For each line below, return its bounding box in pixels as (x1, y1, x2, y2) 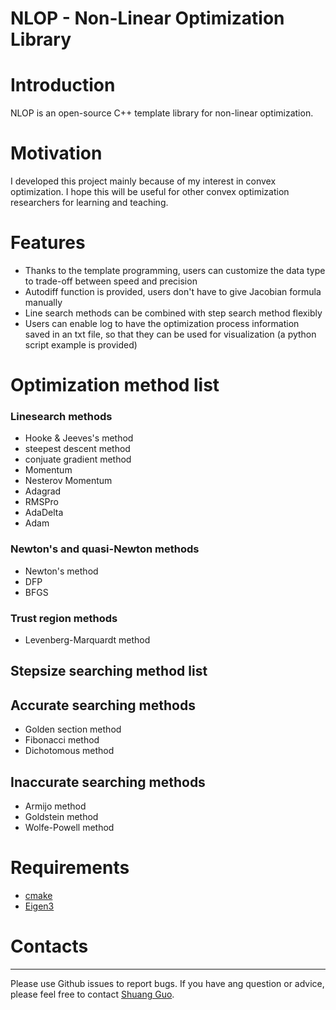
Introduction (10, 74, 116, 97)
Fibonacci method (24, 734, 100, 746)
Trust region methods (10, 611, 118, 625)
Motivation (10, 142, 103, 165)
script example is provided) (24, 339, 138, 351)
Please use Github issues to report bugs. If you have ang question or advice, (10, 977, 325, 989)
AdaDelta (24, 507, 64, 519)
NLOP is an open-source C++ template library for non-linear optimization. (10, 107, 314, 119)
